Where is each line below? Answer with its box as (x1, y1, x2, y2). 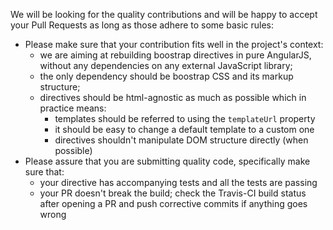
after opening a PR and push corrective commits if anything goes (39, 198, 308, 209)
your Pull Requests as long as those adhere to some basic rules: (10, 19, 274, 31)
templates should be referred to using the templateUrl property (54, 113, 316, 124)
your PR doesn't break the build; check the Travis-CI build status (39, 187, 307, 199)
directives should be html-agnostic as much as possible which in (39, 92, 307, 103)
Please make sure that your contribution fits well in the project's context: (24, 39, 324, 50)
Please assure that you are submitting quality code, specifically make (24, 155, 311, 167)
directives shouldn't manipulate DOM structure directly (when (54, 134, 309, 146)
